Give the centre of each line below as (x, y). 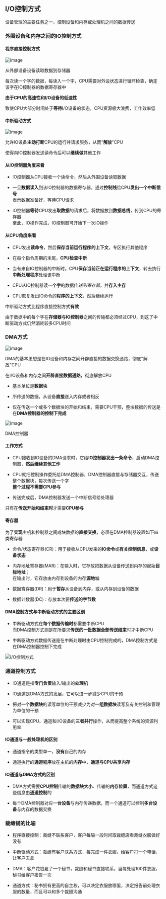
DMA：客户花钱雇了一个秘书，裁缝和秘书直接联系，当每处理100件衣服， (86, 869)
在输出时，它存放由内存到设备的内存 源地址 (56, 578)
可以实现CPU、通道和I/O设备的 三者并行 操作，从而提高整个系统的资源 (83, 721)
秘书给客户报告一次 (32, 875)
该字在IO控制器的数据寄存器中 (36, 87)
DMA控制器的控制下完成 (42, 413)
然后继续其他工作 (43, 464)
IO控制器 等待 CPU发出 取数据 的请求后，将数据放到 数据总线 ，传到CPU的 (84, 211)
